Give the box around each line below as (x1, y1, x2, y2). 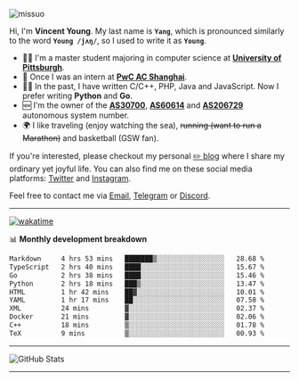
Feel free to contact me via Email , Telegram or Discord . (9, 190, 211, 201)
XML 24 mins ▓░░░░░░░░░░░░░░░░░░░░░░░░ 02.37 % (9, 304, 265, 313)
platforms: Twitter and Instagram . (9, 173, 132, 183)
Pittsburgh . (21, 62, 65, 72)
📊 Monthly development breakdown (9, 234, 148, 244)
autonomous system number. (21, 110, 130, 120)
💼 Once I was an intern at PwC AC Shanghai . (21, 71, 188, 82)
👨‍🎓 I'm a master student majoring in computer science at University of (21, 53, 282, 62)
